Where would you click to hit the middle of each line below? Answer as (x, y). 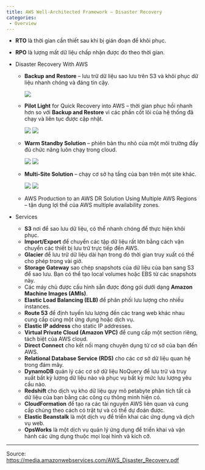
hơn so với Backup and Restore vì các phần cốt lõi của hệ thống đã (109, 112)
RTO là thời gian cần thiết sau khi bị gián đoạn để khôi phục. (91, 41)
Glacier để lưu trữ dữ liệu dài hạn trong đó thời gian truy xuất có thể (109, 255)
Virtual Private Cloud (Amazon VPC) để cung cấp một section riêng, (111, 333)
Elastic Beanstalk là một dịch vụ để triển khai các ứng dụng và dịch (110, 417)
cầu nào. (35, 385)
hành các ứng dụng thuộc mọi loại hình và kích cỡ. (88, 436)
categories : (21, 18)
